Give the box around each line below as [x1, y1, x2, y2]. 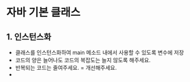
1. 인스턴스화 [6, 32, 51, 42]
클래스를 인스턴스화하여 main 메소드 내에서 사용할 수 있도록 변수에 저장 [15, 49, 185, 56]
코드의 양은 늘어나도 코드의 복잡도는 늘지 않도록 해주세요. [15, 56, 151, 64]
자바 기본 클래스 [6, 5, 81, 19]
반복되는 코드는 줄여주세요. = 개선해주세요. [15, 64, 117, 71]
